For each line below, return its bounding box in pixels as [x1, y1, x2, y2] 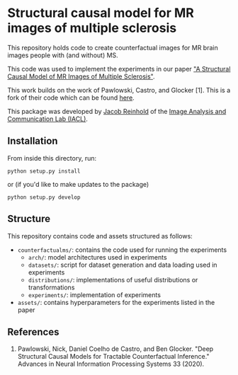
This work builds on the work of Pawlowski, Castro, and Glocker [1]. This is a [7, 86, 231, 94]
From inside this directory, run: [7, 154, 97, 162]
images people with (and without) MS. [7, 51, 118, 59]
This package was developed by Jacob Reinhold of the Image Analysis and [7, 107, 227, 115]
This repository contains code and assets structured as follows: [7, 231, 193, 240]
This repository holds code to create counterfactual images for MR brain [7, 43, 218, 52]
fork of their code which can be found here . [7, 93, 135, 102]
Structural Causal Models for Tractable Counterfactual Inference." [17, 352, 210, 361]
